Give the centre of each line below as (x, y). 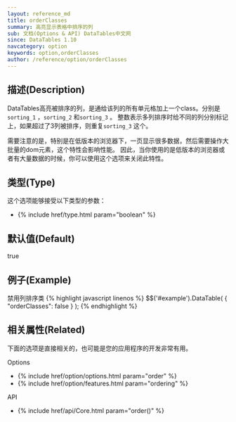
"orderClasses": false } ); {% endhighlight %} (73, 306)
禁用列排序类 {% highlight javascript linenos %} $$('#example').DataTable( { (117, 298)
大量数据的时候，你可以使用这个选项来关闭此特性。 (93, 158)
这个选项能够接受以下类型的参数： (57, 200)
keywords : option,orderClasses (53, 53)
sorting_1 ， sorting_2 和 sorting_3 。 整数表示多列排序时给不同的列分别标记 (118, 117)
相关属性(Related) (46, 330)
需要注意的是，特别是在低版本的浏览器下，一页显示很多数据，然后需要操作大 (118, 141)
